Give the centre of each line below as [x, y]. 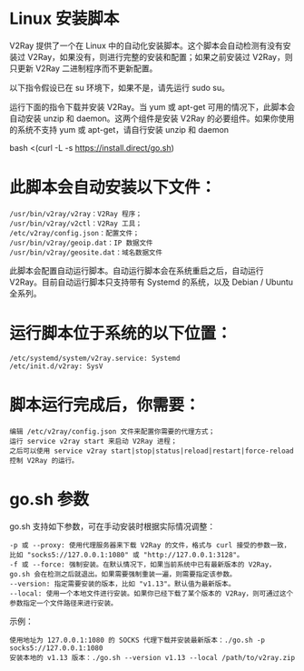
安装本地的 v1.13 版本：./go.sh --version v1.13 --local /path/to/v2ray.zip [152, 657]
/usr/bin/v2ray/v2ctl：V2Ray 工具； [76, 224]
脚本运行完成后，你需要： [105, 405]
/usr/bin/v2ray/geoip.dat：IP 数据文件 [81, 243]
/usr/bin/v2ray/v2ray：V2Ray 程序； [76, 214]
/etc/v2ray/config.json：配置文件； [74, 233]
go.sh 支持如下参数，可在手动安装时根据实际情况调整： [113, 526]
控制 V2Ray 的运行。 [44, 460]
